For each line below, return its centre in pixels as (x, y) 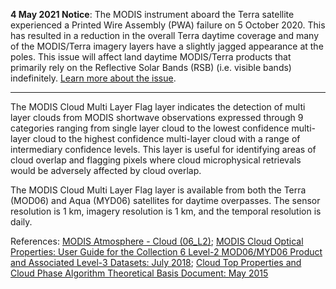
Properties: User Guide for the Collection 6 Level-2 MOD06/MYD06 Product (166, 252)
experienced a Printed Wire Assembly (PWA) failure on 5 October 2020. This (168, 25)
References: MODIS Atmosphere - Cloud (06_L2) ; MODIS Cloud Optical (157, 241)
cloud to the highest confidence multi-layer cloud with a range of (167, 138)
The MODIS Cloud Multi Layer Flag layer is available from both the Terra (158, 190)
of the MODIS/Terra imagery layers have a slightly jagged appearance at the (167, 46)
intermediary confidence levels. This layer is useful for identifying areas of (163, 149)
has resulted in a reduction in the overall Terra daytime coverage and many (165, 35)
